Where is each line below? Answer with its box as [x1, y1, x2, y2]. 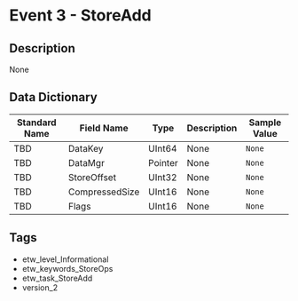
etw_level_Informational [21, 254, 109, 265]
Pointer [147, 156, 179, 169]
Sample [248, 116, 282, 129]
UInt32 [147, 170, 177, 183]
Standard [16, 116, 57, 129]
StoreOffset [67, 170, 117, 183]
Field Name [79, 122, 129, 134]
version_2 [21, 281, 59, 293]
